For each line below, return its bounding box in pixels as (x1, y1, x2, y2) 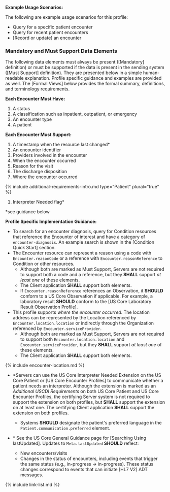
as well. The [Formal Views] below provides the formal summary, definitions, (5, 81, 165, 87)
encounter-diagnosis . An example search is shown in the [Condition (12, 239, 155, 245)
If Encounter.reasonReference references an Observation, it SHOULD (20, 288, 163, 294)
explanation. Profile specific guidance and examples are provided (24, 75, 162, 81)
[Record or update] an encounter (12, 35, 82, 41)
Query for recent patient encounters (12, 29, 88, 35)
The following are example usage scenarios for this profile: (5, 14, 128, 20)
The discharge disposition (12, 169, 67, 175)
